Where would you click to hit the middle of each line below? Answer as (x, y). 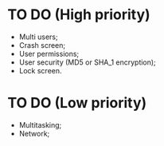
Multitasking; (40, 124)
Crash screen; (42, 45)
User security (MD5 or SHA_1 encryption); (87, 62)
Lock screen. (40, 70)
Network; (34, 133)
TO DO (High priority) (79, 15)
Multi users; (38, 37)
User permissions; (49, 53)
